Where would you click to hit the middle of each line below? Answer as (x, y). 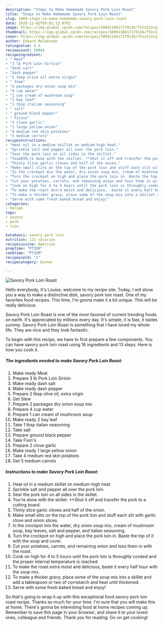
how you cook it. (22, 350)
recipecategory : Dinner (30, 262)
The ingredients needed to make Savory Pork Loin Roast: (64, 361)
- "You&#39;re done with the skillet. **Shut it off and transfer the (78, 158)
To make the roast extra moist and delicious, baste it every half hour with (85, 567)
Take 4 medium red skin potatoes (46, 456)
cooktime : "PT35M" (24, 253)
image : (12, 28)
